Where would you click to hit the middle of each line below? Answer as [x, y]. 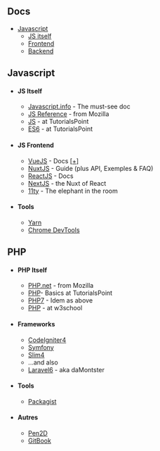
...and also [43, 362]
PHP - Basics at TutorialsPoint [70, 293]
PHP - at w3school [55, 308]
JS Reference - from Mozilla [68, 114]
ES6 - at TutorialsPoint [60, 129]
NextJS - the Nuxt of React [67, 183]
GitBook [39, 441]
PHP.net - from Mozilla [61, 286]
